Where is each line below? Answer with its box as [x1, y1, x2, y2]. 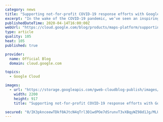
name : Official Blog [9, 56, 51, 61]
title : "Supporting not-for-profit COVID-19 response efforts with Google [5, 12, 160, 16]
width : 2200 [14, 91, 38, 97]
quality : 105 [5, 34, 32, 39]
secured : [5, 109, 23, 114]
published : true [5, 43, 38, 48]
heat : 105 [5, 39, 25, 44]
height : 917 [14, 96, 38, 101]
